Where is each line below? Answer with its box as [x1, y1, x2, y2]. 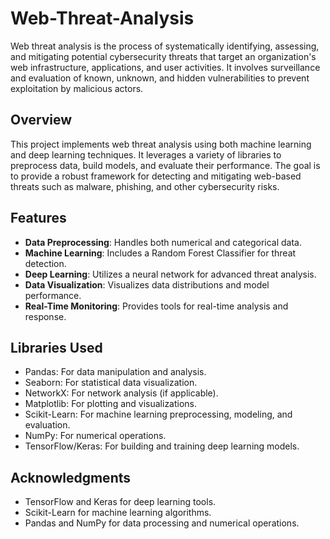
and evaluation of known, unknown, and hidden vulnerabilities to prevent [10, 72, 310, 84]
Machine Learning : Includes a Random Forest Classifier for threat [24, 247, 297, 259]
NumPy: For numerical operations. [24, 430, 167, 442]
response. [24, 310, 67, 322]
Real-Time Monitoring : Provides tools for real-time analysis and [24, 300, 289, 312]
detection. [24, 257, 67, 269]
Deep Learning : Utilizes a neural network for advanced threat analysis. [24, 268, 317, 280]
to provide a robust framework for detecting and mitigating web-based [10, 170, 302, 182]
